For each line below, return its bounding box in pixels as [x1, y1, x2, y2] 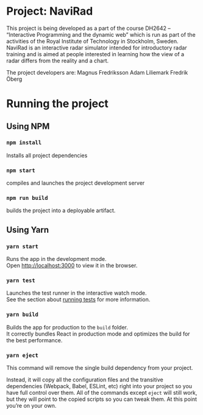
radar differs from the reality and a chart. [6, 57, 109, 64]
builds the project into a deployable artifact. [6, 207, 116, 215]
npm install [6, 139, 42, 146]
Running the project [6, 97, 109, 111]
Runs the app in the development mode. [6, 255, 107, 263]
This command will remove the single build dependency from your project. [6, 364, 193, 371]
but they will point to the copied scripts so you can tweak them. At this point [6, 395, 197, 403]
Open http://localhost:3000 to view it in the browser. [6, 262, 138, 270]
